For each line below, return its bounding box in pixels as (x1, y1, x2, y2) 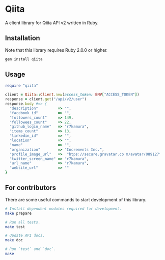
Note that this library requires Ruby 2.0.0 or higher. (5, 47, 108, 53)
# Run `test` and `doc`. (5, 247, 56, 252)
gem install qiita (5, 57, 43, 62)
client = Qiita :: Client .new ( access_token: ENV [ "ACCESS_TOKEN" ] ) (5, 92, 139, 97)
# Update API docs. (5, 233, 45, 238)
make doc (5, 238, 23, 243)
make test (5, 224, 26, 229)
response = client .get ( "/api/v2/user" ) (5, 97, 87, 102)
